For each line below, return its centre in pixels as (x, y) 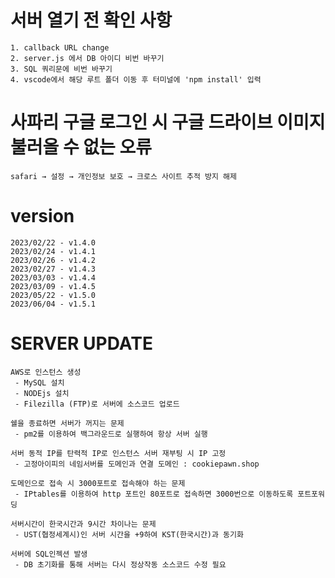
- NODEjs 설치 (42, 393)
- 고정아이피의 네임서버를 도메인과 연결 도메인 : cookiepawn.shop (137, 464)
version (42, 216)
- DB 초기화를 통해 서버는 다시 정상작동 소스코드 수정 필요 (120, 564)
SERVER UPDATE (81, 343)
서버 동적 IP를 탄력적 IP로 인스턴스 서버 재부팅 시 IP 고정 (118, 453)
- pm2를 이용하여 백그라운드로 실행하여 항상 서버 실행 (111, 434)
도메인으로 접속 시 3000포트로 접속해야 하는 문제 (98, 483)
